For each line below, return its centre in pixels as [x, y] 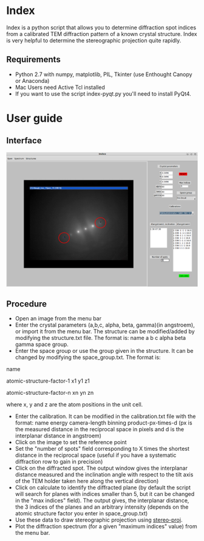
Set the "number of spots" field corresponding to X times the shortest [102, 448]
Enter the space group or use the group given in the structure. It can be [104, 350]
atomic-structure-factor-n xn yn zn [50, 392]
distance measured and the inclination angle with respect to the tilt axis [104, 474]
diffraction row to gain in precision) [59, 461]
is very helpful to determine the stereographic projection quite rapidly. [94, 40]
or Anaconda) [32, 80]
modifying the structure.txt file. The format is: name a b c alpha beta [100, 338]
